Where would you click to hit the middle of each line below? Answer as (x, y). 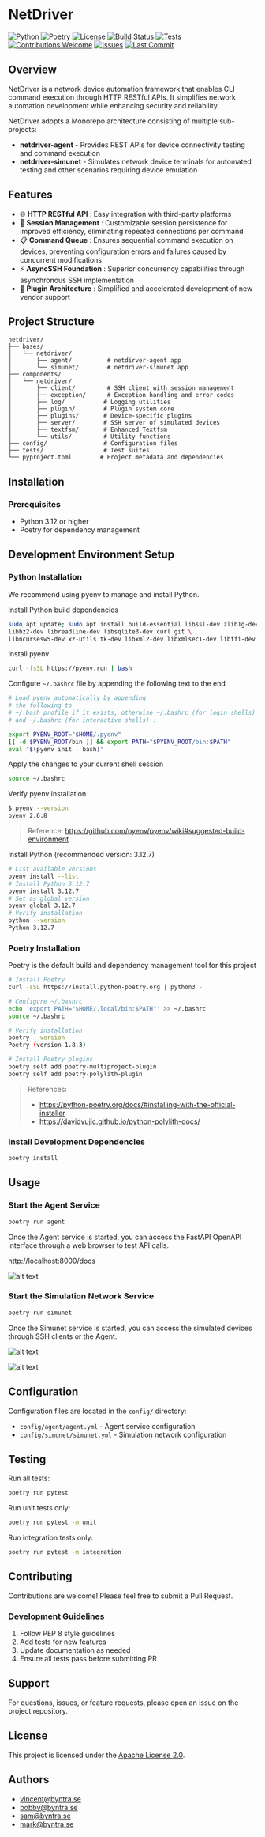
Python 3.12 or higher (54, 522)
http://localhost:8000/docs (52, 1261)
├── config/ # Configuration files (93, 444)
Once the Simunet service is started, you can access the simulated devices (130, 1328)
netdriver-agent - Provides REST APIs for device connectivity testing (132, 145)
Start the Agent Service (54, 1205)
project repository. (38, 1710)
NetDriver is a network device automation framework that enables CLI (121, 89)
